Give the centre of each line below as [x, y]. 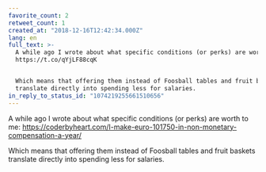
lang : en [23, 38]
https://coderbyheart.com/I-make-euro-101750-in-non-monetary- [130, 127]
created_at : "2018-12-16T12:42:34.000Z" [76, 30]
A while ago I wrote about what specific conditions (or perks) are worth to [129, 118]
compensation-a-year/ [45, 135]
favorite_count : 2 [38, 15]
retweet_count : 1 [37, 23]
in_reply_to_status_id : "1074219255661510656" [86, 96]
